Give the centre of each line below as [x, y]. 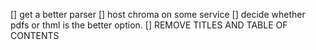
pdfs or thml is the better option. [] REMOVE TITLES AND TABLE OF [149, 25]
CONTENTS [35, 35]
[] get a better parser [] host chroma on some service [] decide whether [158, 14]
